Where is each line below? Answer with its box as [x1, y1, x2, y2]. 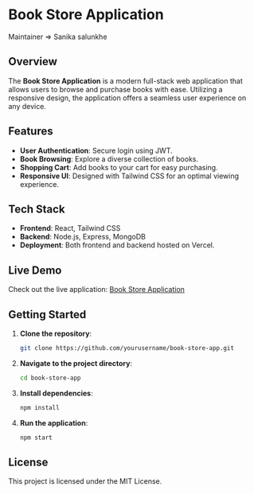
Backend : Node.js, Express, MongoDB [19, 232, 146, 242]
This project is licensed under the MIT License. [8, 476, 162, 486]
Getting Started [8, 308, 87, 321]
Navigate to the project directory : [19, 358, 133, 368]
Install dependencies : [19, 388, 93, 398]
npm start [19, 434, 53, 441]
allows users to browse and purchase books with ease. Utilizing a [8, 84, 223, 94]
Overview [8, 55, 58, 68]
